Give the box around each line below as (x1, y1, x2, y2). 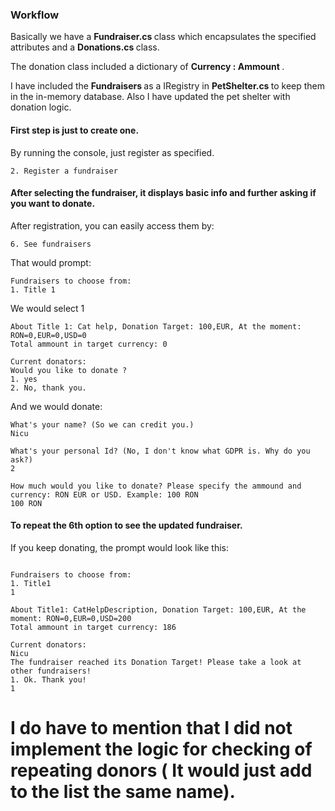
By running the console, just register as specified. (10, 146, 215, 158)
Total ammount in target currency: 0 (10, 339, 168, 349)
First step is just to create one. (10, 124, 140, 136)
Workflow (10, 8, 60, 22)
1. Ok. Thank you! (10, 674, 87, 685)
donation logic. (10, 101, 72, 113)
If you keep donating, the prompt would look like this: (10, 541, 230, 553)
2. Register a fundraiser (10, 166, 118, 176)
